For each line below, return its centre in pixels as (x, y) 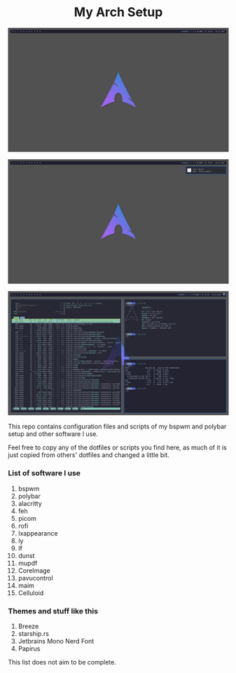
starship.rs (34, 634)
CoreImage (34, 570)
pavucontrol (35, 578)
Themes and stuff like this (53, 611)
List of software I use (44, 473)
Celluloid (31, 592)
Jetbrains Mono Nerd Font (56, 641)
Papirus (29, 648)
